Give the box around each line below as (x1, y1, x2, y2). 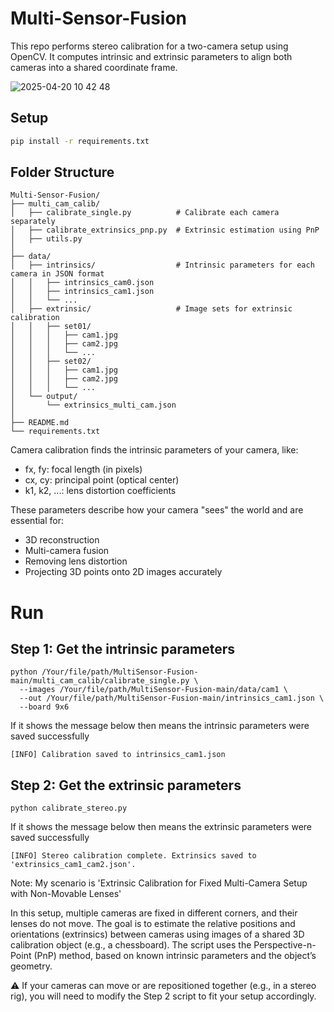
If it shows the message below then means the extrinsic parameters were (10, 821, 312, 833)
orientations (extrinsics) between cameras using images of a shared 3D (10, 928, 305, 941)
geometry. (10, 960, 53, 972)
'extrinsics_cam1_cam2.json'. (10, 860, 137, 870)
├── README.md (10, 418, 70, 428)
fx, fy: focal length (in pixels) (24, 463, 143, 476)
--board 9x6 (19, 702, 70, 712)
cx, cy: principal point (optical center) (24, 474, 180, 486)
